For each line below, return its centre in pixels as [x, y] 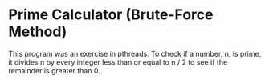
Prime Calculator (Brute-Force [111, 15]
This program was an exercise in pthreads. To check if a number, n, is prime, [135, 53]
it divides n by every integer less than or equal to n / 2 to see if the [118, 62]
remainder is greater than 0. [54, 70]
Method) [38, 32]
